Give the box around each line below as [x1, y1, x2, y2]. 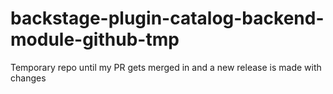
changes [10, 72, 47, 84]
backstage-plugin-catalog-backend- [10, 7, 325, 30]
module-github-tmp [10, 28, 180, 51]
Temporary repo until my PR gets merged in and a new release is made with [10, 61, 322, 73]
